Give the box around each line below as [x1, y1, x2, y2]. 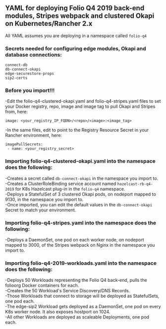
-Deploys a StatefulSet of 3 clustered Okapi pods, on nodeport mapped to [5, 191, 156, 197]
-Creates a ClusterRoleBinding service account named [5, 181, 116, 187]
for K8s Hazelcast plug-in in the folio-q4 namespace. [15, 186, 125, 192]
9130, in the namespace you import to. [5, 196, 84, 202]
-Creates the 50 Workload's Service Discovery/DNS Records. [5, 288, 130, 294]
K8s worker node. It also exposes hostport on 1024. [5, 309, 111, 315]
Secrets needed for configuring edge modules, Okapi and [5, 45, 146, 52]
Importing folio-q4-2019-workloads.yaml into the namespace [5, 260, 157, 266]
